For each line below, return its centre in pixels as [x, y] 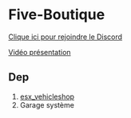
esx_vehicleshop [47, 96]
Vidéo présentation [40, 52]
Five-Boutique [57, 15]
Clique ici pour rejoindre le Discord [65, 37]
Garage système [47, 104]
